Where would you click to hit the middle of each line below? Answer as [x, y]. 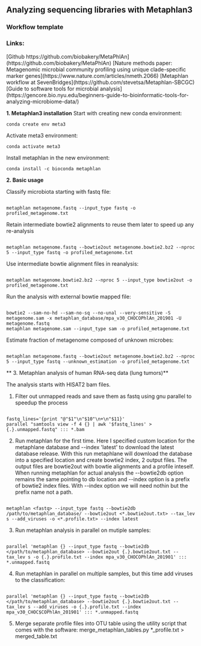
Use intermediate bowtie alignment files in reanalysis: [73, 264]
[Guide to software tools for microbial [53, 88]
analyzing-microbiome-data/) [43, 101]
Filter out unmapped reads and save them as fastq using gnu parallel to [103, 396]
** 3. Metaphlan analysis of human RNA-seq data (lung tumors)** [87, 373]
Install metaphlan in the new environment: [58, 158]
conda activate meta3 [33, 146]
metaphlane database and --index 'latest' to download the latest [94, 447]
